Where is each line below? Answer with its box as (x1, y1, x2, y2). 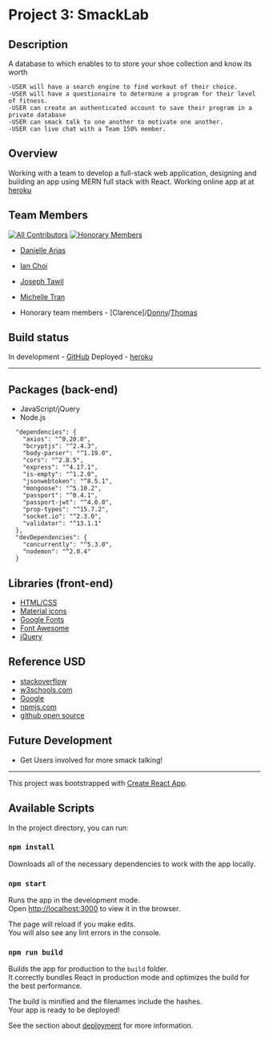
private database (8, 111, 66, 119)
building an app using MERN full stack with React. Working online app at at (8, 177, 255, 186)
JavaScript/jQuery (19, 404, 80, 414)
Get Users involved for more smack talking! (19, 755, 163, 764)
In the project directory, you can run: (8, 823, 129, 832)
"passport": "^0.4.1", (22, 491, 98, 499)
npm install (8, 843, 55, 852)
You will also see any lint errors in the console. (8, 928, 162, 938)
